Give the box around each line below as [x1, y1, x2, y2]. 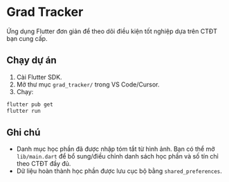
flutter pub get [6, 101, 53, 108]
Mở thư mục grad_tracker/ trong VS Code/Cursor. [16, 80, 160, 89]
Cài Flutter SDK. [16, 73, 63, 81]
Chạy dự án [6, 55, 57, 66]
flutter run [6, 107, 41, 114]
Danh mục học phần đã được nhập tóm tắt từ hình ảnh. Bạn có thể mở [16, 145, 215, 153]
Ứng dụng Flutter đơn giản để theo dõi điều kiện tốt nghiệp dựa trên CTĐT [6, 27, 218, 35]
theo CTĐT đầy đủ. [16, 160, 71, 168]
